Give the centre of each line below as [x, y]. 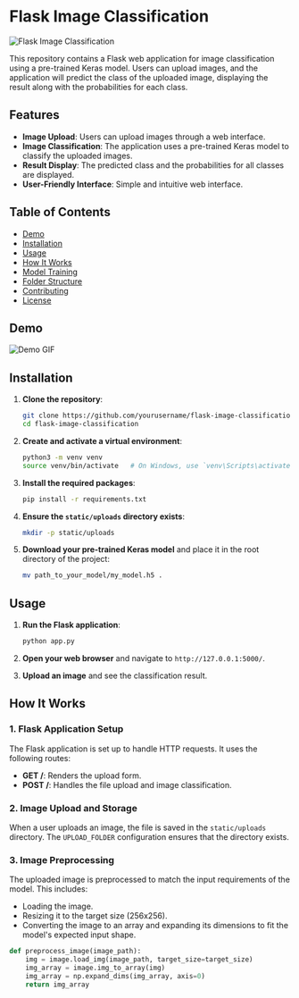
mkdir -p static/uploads [68, 533]
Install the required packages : [79, 482]
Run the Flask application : [71, 625]
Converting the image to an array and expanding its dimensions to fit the [155, 926]
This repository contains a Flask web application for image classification [142, 58]
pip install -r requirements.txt [84, 499]
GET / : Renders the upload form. [82, 776]
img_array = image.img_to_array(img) [96, 968]
